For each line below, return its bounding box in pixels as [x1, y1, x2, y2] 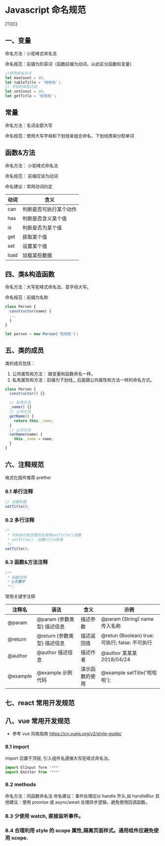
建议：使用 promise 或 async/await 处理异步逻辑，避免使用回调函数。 [9, 799, 150, 805]
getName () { [9, 414, 34, 419]
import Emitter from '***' [5, 769, 60, 774]
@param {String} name [101, 616, 154, 622]
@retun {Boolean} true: [101, 632, 154, 639]
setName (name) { [9, 432, 43, 437]
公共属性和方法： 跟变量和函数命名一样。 [12, 370, 96, 376]
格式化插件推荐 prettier [5, 475, 52, 480]
